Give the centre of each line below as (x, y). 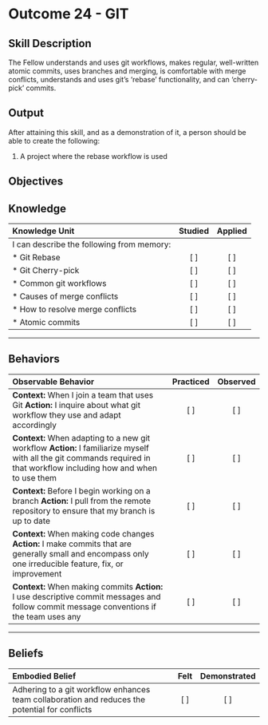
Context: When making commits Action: (88, 586)
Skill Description (50, 44)
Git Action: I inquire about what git (77, 405)
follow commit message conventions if (85, 606)
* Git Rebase (37, 258)
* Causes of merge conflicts (65, 296)
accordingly (35, 425)
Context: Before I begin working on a (82, 490)
